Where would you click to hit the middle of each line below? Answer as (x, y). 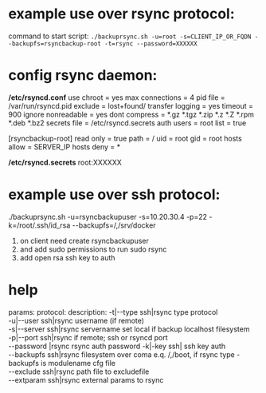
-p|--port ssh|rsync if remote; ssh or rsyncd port (88, 337)
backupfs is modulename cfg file (62, 363)
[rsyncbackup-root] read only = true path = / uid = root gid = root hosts (125, 138)
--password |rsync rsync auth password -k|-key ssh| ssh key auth (117, 346)
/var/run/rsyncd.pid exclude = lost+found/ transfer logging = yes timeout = (131, 105)
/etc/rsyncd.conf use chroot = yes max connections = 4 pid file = (117, 97)
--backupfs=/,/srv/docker (114, 225)
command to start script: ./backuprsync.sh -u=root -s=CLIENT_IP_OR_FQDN (130, 36)
